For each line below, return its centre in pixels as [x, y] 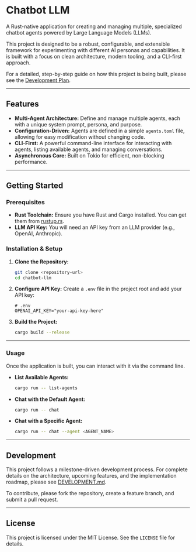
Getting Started [35, 186]
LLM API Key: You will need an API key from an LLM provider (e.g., [94, 227]
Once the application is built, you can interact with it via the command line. [96, 366]
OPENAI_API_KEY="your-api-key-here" [59, 311]
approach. [18, 63]
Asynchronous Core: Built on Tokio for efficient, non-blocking [89, 155]
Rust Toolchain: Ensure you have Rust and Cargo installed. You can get [100, 215]
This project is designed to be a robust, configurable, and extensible [88, 44]
